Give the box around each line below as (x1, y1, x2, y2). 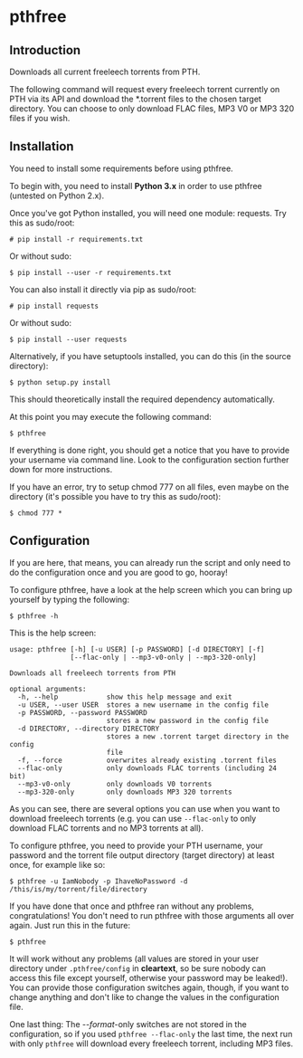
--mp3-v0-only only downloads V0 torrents (17, 779, 213, 788)
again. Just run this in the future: (9, 920, 131, 930)
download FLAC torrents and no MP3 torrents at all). (9, 822, 204, 834)
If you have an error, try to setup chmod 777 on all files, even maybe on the (9, 481, 289, 492)
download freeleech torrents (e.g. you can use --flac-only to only (9, 813, 257, 824)
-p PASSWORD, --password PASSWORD (17, 708, 147, 717)
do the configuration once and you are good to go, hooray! (9, 567, 228, 577)
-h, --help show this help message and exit (17, 692, 232, 701)
